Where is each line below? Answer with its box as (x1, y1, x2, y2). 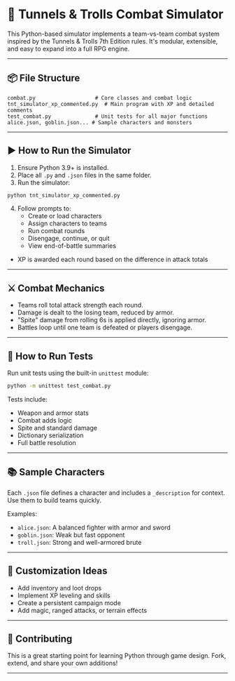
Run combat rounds (27, 227, 85, 235)
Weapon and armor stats (17, 409, 89, 417)
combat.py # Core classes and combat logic (7, 94, 192, 101)
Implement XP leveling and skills (17, 591, 111, 600)
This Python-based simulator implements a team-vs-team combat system (7, 29, 220, 38)
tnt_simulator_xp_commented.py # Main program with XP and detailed (7, 100, 215, 107)
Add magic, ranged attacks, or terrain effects (17, 606, 148, 614)
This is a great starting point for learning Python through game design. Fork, (7, 652, 227, 660)
